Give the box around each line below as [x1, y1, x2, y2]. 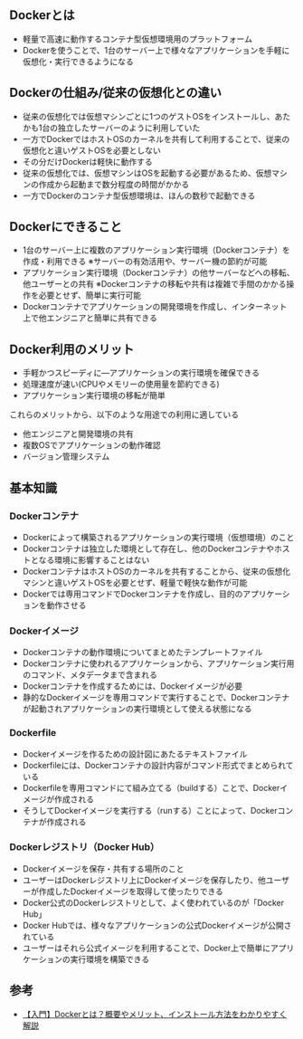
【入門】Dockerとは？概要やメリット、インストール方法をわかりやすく [22, 1008, 288, 1019]
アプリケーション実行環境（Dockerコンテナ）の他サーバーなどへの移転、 [22, 267, 295, 278]
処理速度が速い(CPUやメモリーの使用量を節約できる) [22, 378, 220, 390]
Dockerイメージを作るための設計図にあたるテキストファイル [22, 748, 248, 759]
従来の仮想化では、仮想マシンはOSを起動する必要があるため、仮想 [22, 167, 272, 178]
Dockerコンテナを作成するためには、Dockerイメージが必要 [22, 681, 243, 691]
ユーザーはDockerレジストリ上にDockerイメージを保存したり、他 [22, 874, 267, 885]
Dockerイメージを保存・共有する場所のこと [22, 863, 185, 874]
